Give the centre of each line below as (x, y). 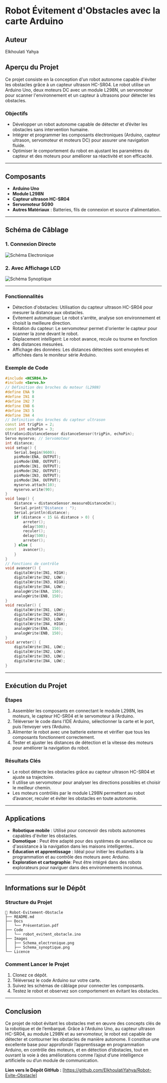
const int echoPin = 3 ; (30, 429)
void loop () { (20, 499)
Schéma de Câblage (37, 230)
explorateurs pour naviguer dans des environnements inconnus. (78, 868)
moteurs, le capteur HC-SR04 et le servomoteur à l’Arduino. (73, 716)
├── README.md (20, 917)
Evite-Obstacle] (21, 1076)
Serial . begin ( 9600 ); (35, 452)
